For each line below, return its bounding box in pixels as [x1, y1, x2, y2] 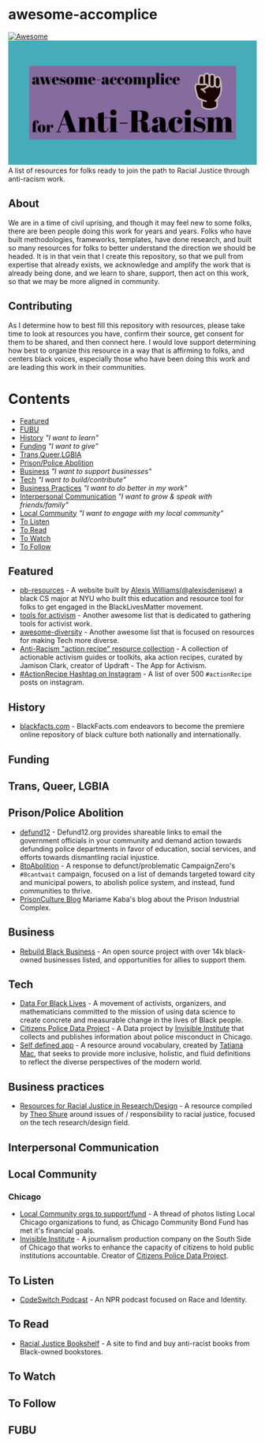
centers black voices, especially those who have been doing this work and [8, 353, 250, 364]
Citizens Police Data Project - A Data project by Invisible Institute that [19, 1024, 244, 1033]
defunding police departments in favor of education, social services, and [19, 844, 256, 854]
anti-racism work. [8, 174, 65, 183]
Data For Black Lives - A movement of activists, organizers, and [19, 999, 226, 1008]
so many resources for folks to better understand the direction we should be [8, 243, 256, 252]
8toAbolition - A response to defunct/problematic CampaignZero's [19, 861, 236, 870]
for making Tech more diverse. [19, 636, 120, 645]
